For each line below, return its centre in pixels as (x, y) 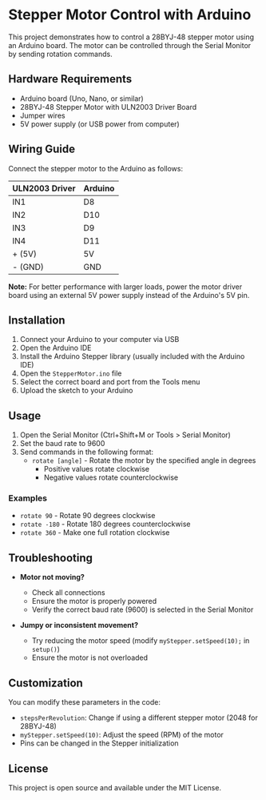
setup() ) (46, 649)
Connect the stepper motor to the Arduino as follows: (96, 168)
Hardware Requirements (70, 79)
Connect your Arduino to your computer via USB (99, 340)
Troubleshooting (51, 558)
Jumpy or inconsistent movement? (79, 625)
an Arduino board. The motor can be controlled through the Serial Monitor (130, 45)
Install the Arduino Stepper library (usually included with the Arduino (132, 356)
